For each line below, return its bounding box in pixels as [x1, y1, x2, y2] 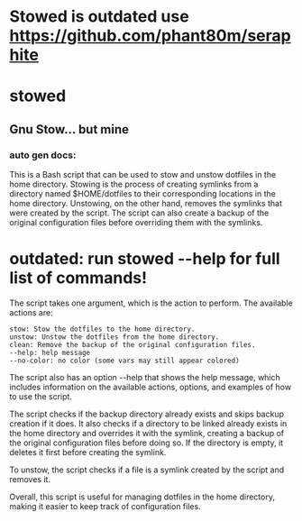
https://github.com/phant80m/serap [9, 25, 291, 46]
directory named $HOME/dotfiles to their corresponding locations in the [9, 188, 277, 199]
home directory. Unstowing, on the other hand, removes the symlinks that [9, 198, 282, 209]
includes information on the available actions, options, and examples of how [9, 381, 291, 392]
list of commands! [9, 268, 147, 288]
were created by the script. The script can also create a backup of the [9, 207, 270, 218]
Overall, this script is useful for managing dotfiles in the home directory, [9, 491, 275, 502]
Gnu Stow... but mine [9, 122, 129, 137]
